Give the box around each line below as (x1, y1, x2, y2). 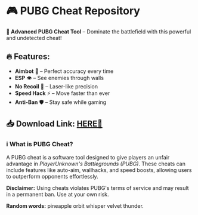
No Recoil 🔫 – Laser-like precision (14, 82, 98, 90)
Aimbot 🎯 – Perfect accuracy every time (14, 67, 114, 75)
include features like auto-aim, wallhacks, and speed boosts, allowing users (6, 167, 192, 174)
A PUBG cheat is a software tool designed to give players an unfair (6, 154, 170, 161)
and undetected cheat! (6, 34, 62, 41)
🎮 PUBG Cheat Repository (6, 4, 140, 18)
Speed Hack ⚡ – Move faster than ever (14, 90, 110, 97)
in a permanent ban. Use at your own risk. (6, 191, 109, 198)
